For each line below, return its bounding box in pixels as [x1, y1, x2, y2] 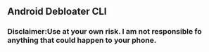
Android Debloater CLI [7, 6, 107, 18]
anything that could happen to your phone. [7, 35, 157, 45]
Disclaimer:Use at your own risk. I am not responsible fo [7, 27, 202, 37]
